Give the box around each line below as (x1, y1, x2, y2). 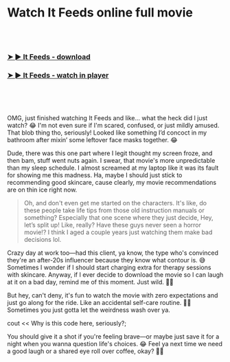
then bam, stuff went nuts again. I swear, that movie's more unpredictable (7, 157, 216, 165)
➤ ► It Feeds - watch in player (7, 70, 109, 80)
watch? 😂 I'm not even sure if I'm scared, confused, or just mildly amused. (7, 122, 220, 130)
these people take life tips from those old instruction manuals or (23, 206, 205, 214)
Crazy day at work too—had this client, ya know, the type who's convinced (7, 249, 218, 257)
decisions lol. (23, 236, 62, 244)
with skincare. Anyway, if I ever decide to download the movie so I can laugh (7, 271, 224, 279)
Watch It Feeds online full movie (7, 5, 194, 21)
